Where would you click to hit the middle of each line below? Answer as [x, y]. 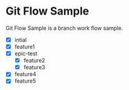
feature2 [34, 61]
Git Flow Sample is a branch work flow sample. [64, 28]
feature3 [34, 67]
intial [20, 40]
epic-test [26, 54]
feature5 [25, 81]
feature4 [25, 74]
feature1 [24, 47]
